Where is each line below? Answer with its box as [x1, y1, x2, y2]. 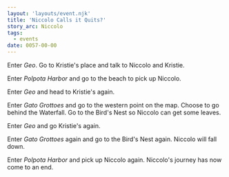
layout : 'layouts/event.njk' [7, 10, 91, 17]
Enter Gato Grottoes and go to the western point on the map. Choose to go [7, 101, 219, 109]
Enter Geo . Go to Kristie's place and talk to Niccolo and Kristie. [7, 61, 185, 69]
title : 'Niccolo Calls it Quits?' [7, 17, 107, 23]
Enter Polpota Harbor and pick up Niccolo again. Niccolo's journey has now [7, 156, 222, 164]
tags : [7, 29, 23, 37]
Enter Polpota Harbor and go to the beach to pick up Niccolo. [7, 74, 181, 83]
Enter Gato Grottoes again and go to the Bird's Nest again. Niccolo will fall [7, 135, 217, 143]
